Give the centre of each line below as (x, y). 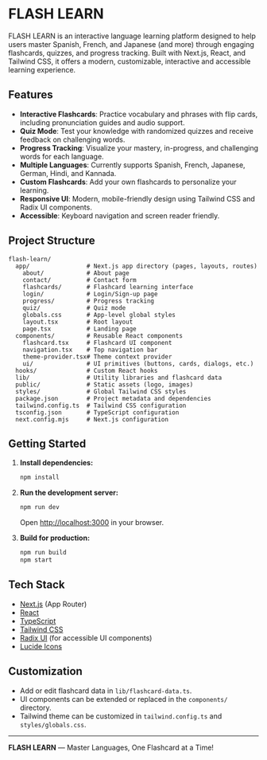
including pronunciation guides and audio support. (102, 122)
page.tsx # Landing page (79, 329)
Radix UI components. (56, 207)
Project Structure (52, 241)
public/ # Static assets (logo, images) (104, 384)
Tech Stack (37, 585)
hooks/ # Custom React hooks (87, 370)
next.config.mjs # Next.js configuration (92, 419)
